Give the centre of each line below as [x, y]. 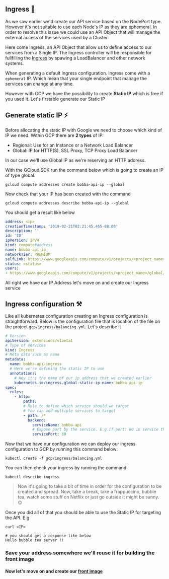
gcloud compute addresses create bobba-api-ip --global [65, 184]
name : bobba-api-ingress [36, 364]
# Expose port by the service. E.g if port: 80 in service [95, 429]
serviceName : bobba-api [57, 425]
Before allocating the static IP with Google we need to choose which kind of [84, 130]
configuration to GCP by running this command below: [62, 449]
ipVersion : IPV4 [22, 240]
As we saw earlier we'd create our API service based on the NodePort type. [83, 21]
